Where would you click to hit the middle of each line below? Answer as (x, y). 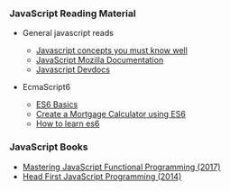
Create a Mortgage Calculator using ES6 (111, 114)
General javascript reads (68, 33)
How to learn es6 (68, 123)
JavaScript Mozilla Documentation (100, 60)
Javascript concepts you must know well (111, 50)
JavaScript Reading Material (73, 14)
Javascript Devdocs (73, 69)
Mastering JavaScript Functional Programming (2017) (121, 167)
